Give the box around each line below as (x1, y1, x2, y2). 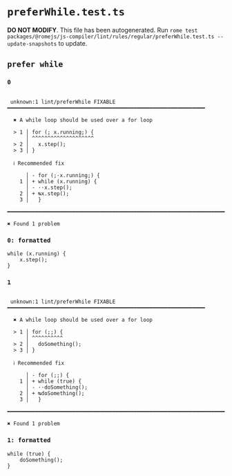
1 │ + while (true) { (19, 378, 81, 385)
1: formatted (7, 437, 51, 444)
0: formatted (7, 236, 51, 244)
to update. (58, 39, 88, 47)
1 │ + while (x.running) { (19, 178, 97, 185)
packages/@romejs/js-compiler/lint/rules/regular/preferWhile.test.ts (7, 33, 215, 40)
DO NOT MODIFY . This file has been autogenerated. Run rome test (7, 26, 198, 34)
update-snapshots (7, 40, 57, 47)
